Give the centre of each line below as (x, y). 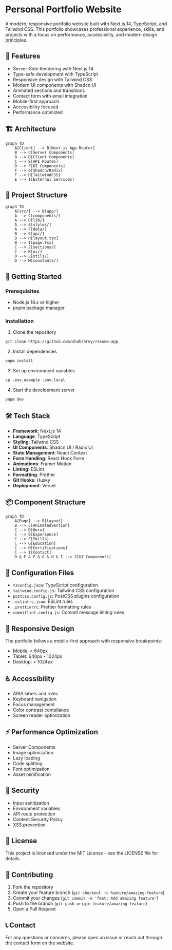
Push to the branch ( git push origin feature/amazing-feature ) (80, 904)
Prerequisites (22, 291)
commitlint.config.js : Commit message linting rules (69, 613)
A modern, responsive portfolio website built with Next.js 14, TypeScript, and (86, 24)
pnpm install (19, 361)
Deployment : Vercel (34, 485)
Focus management (34, 704)
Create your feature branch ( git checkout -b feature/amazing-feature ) (89, 892)
